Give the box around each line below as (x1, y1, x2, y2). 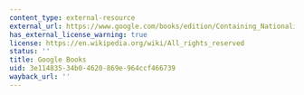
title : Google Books (9, 55, 88, 64)
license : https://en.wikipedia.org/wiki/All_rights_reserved (9, 38, 245, 48)
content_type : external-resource (9, 13, 136, 23)
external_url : (9, 22, 63, 31)
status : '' (9, 47, 51, 56)
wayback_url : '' (9, 72, 71, 81)
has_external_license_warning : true (9, 30, 147, 39)
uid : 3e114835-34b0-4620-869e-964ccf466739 (9, 64, 176, 73)
